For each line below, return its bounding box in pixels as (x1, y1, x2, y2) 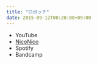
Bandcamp (15, 51, 43, 58)
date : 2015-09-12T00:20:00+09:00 (6, 15, 92, 21)
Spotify (15, 44, 34, 52)
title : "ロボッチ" (6, 9, 50, 15)
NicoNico (15, 38, 39, 45)
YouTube (15, 31, 38, 38)
